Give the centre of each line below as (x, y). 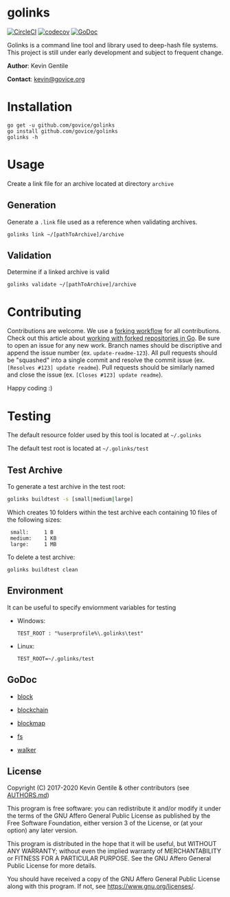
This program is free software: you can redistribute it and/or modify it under (114, 809)
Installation (40, 107)
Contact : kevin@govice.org (46, 79)
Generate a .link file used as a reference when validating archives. (102, 222)
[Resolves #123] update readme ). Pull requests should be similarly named (111, 368)
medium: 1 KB (33, 538)
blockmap (31, 723)
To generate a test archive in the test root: (66, 487)
